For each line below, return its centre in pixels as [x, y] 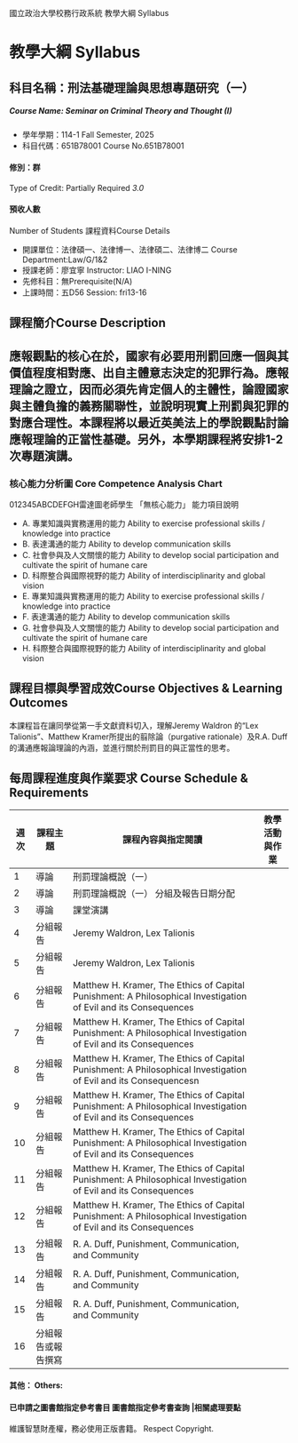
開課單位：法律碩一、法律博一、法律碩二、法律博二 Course [129, 249]
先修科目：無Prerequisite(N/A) [77, 281]
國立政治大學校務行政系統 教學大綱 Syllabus [89, 13]
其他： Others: [36, 1385]
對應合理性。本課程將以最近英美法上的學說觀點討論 [149, 423]
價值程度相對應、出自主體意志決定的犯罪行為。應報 [149, 373]
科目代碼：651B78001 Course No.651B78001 [103, 146]
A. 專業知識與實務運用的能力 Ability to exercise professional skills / [144, 523]
